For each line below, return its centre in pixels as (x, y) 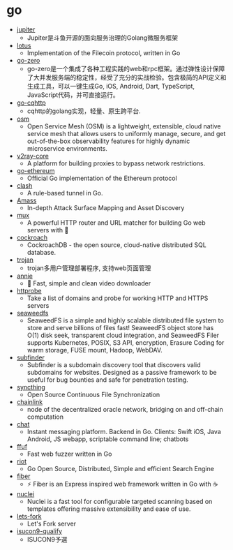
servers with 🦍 (48, 230)
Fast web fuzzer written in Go (69, 454)
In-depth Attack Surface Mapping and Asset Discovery (106, 207)
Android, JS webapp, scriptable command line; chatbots (108, 439)
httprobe (29, 290)
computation (45, 417)
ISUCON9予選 (47, 539)
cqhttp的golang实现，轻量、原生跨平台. (84, 111)
